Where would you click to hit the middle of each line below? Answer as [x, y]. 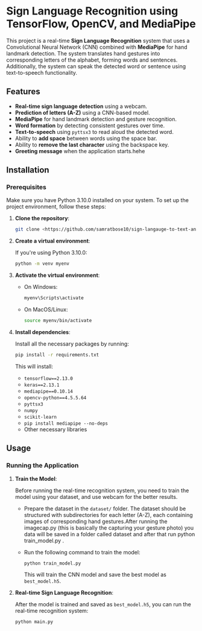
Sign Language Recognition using [92, 11]
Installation [28, 170]
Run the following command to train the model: [82, 552]
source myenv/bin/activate [58, 321]
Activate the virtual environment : [57, 275]
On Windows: [41, 287]
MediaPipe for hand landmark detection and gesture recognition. [96, 119]
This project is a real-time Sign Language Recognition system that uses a [98, 40]
